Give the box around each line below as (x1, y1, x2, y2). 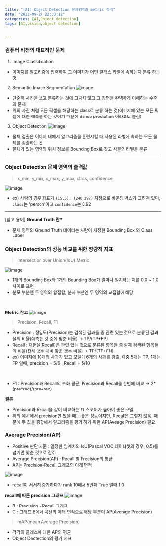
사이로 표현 (12, 283, 34, 289)
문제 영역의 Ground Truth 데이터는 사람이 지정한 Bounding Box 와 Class (12, 227, 153, 233)
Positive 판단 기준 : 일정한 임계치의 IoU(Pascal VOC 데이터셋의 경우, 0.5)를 (12, 443, 158, 449)
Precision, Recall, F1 (17, 319, 58, 325)
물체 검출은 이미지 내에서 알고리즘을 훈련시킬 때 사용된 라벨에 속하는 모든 (12, 133, 152, 139)
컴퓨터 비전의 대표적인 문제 (5, 47, 65, 54)
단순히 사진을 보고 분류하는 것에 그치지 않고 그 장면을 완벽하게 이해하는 (12, 95, 148, 101)
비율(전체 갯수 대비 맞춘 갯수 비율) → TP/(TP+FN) (17, 348, 114, 354)
